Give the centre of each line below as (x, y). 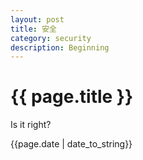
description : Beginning (60, 47)
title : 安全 (33, 29)
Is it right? (31, 125)
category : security (51, 38)
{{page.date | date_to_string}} (71, 144)
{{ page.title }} (72, 97)
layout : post (37, 19)
